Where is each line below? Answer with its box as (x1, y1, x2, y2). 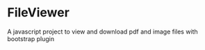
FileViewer (7, 5, 69, 21)
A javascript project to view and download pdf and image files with (7, 27, 198, 36)
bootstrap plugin (7, 34, 54, 42)
